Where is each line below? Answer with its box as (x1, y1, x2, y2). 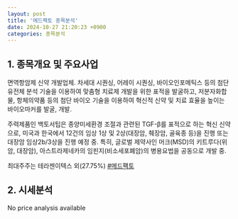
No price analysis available (7, 203, 86, 212)
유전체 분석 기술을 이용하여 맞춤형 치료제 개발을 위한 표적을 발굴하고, (7, 87, 197, 96)
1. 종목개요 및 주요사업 (7, 58, 99, 70)
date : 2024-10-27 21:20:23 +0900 (7, 23, 107, 30)
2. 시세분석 (7, 184, 53, 196)
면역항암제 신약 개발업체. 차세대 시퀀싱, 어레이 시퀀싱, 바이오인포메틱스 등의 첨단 (7, 79, 229, 87)
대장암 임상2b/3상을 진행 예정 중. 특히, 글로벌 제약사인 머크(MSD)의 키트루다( (7, 137, 222, 146)
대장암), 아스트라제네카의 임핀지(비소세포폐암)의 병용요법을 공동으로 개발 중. (16, 147, 227, 155)
